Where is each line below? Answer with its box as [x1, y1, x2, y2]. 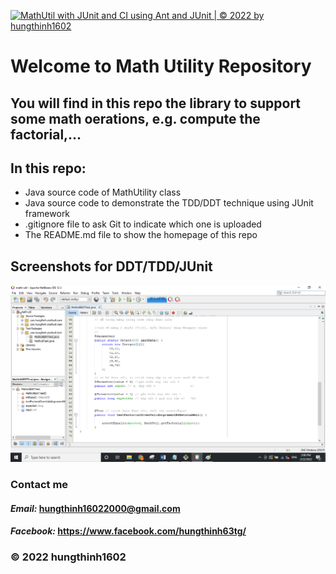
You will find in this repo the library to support [10, 95, 302, 112]
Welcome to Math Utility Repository [10, 55, 312, 78]
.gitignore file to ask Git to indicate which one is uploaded [24, 218, 262, 230]
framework [24, 208, 71, 220]
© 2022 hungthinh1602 [10, 550, 127, 564]
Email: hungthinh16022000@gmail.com [10, 502, 181, 514]
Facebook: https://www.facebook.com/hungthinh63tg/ [10, 525, 247, 537]
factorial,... [10, 126, 82, 143]
